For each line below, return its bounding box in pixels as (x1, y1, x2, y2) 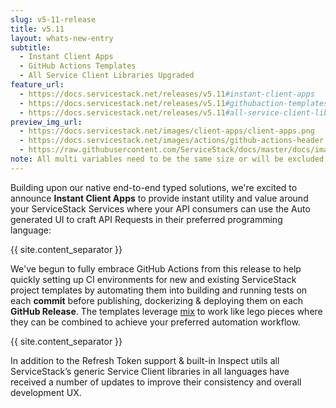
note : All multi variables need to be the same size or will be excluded (10, 154, 325, 164)
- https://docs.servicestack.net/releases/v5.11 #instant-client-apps (19, 89, 315, 99)
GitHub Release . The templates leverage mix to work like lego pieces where (10, 305, 323, 317)
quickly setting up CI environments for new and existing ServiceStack (10, 273, 297, 285)
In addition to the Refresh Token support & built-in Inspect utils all (10, 354, 280, 366)
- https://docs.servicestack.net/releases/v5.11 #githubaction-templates (19, 98, 329, 108)
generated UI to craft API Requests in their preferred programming (10, 213, 283, 225)
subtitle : (10, 42, 52, 53)
